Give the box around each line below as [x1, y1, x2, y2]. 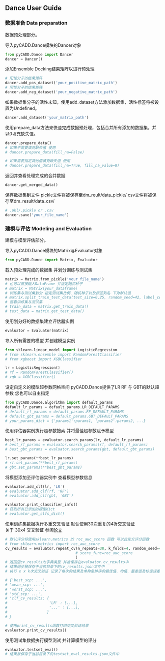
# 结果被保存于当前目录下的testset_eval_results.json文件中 [5, 652, 119, 657]
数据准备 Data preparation [5, 20, 68, 27]
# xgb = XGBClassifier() [5, 375, 56, 380]
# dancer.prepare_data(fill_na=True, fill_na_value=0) [5, 163, 120, 168]
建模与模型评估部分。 [5, 237, 48, 243]
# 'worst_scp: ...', [5, 587, 48, 592]
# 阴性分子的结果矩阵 [5, 85, 43, 90]
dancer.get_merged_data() [5, 182, 58, 187]
